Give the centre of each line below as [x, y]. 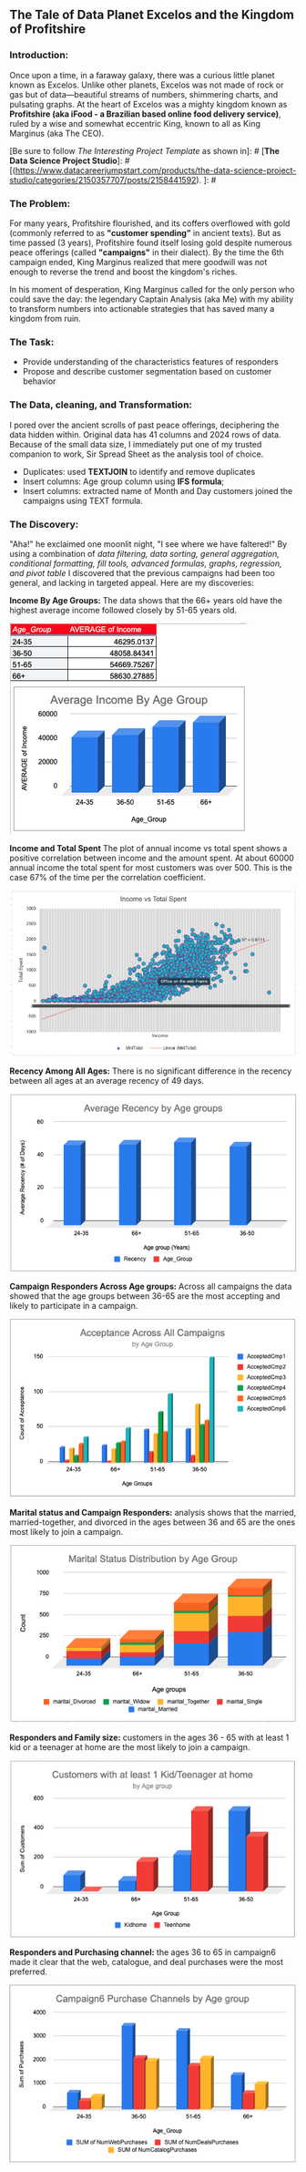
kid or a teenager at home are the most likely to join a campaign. [130, 1747]
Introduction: [39, 56]
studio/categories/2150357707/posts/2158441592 [103, 180]
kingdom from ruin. [46, 318]
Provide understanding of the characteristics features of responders [151, 362]
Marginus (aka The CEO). [57, 133]
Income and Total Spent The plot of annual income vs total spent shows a [148, 848]
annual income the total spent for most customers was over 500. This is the [151, 867]
